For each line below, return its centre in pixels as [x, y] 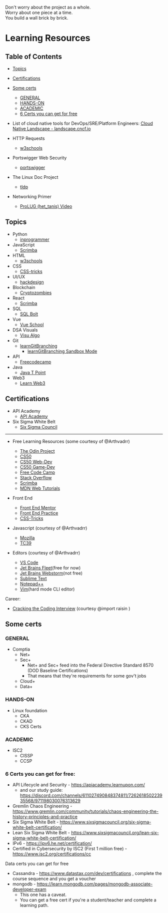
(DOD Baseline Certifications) [58, 671]
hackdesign [32, 282]
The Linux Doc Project [35, 177]
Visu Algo [30, 335]
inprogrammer [34, 239]
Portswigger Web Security [39, 158]
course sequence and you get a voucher [54, 879]
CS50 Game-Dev [37, 467]
